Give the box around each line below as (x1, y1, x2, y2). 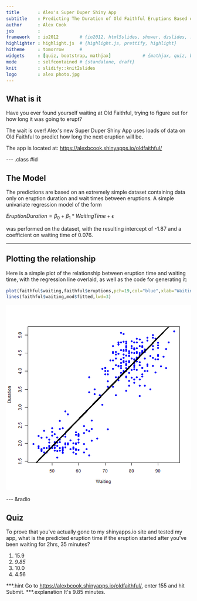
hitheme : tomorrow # (6, 47, 83, 53)
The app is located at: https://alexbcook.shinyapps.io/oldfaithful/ (6, 144, 162, 152)
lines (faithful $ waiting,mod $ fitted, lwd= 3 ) (6, 294, 111, 300)
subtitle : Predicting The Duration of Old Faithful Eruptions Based (6, 15, 188, 22)
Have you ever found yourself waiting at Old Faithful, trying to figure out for (6, 109, 188, 117)
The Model (6, 173, 46, 183)
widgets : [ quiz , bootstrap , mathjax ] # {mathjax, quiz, (6, 53, 188, 59)
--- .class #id (6, 156, 38, 163)
